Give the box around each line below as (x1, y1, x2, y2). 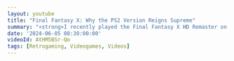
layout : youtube (7, 10, 55, 18)
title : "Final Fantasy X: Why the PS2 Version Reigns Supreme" (7, 17, 196, 24)
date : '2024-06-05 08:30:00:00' (7, 29, 102, 37)
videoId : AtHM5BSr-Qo (7, 36, 71, 43)
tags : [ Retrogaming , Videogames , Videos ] (7, 43, 130, 50)
